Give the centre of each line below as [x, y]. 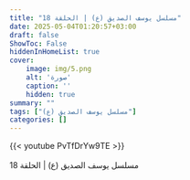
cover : [22, 60]
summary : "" [32, 103]
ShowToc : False [38, 43]
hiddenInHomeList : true [55, 52]
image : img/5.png [59, 69]
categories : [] [38, 120]
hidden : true [51, 94]
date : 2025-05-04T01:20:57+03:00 [73, 26]
